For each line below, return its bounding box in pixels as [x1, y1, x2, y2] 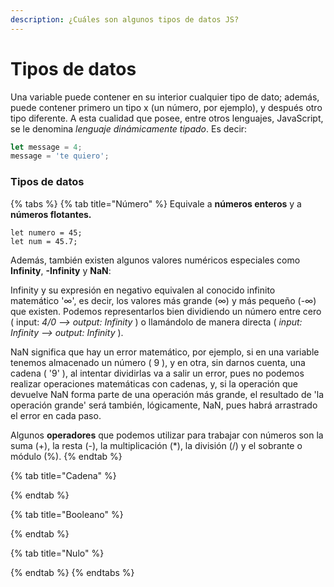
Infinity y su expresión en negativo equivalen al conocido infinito [10, 284, 276, 296]
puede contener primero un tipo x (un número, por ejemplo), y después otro [10, 101, 323, 113]
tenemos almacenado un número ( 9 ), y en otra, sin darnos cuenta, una [10, 356, 306, 368]
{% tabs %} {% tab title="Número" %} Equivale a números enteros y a [10, 197, 302, 210]
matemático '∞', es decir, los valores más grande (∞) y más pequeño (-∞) [10, 294, 317, 306]
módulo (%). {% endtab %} [10, 450, 123, 462]
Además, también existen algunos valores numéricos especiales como [10, 254, 301, 266]
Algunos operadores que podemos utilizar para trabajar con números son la [10, 429, 324, 441]
